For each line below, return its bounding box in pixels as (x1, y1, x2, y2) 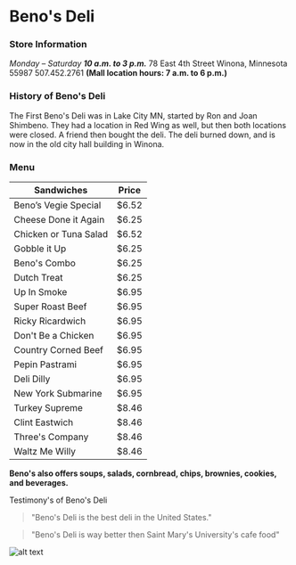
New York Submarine (13, 388, 103, 400)
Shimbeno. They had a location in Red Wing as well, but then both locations (9, 119, 287, 130)
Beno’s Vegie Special (13, 199, 102, 211)
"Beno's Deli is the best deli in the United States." (30, 512, 212, 523)
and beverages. (9, 478, 69, 488)
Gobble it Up (13, 242, 67, 255)
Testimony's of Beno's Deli (9, 495, 108, 505)
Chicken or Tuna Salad (13, 228, 109, 241)
